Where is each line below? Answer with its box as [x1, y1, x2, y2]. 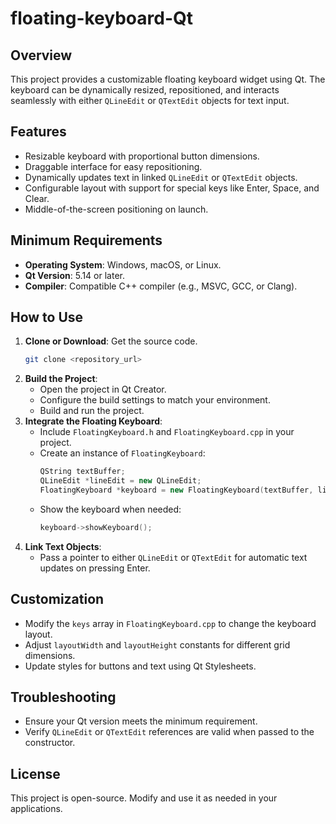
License [10, 765, 61, 782]
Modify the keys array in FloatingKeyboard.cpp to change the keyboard [24, 617, 317, 629]
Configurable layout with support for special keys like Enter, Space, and [24, 182, 320, 194]
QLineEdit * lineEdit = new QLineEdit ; [39, 476, 202, 486]
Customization [10, 591, 105, 608]
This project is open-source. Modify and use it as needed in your [10, 792, 278, 804]
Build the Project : [24, 373, 98, 385]
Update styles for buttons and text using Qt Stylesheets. [24, 660, 257, 672]
